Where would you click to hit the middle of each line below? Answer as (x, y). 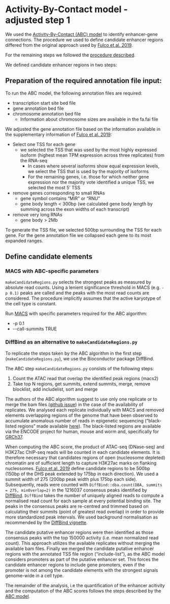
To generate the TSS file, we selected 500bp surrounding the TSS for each (83, 229)
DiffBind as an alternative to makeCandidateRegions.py (72, 342)
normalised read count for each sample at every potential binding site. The (83, 501)
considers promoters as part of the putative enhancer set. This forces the (82, 559)
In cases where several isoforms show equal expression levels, (94, 166)
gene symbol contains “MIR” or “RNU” (60, 198)
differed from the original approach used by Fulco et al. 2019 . (69, 45)
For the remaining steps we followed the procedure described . (71, 55)
